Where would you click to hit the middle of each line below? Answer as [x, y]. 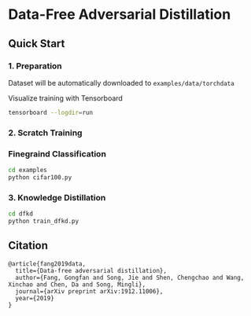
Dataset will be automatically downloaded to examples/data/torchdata [121, 83]
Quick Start [37, 44]
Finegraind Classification [57, 153]
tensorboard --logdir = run [50, 112]
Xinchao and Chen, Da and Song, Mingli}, [77, 285]
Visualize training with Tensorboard [66, 98]
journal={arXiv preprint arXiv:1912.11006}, [89, 291]
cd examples [28, 170]
